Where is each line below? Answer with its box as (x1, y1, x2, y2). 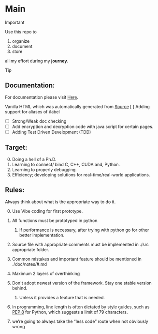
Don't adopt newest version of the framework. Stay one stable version (12, 280, 152, 286)
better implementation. (19, 232, 65, 238)
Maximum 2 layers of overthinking (12, 270, 80, 276)
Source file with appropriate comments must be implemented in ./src (12, 241, 149, 247)
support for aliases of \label (5, 109, 60, 114)
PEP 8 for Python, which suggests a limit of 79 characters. (12, 309, 128, 315)
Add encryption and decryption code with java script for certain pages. (12, 124, 154, 129)
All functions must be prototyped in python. (12, 217, 99, 223)
